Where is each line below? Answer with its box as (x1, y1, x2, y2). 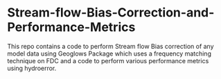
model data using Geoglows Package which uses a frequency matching (7, 49, 211, 58)
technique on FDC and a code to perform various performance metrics (7, 56, 209, 65)
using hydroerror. (7, 64, 57, 72)
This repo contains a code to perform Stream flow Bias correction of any (7, 42, 214, 50)
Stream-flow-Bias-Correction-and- (7, 5, 215, 21)
